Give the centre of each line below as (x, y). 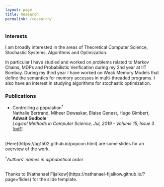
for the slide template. (55, 180)
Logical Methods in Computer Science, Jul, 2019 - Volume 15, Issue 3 (83, 123)
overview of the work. (28, 149)
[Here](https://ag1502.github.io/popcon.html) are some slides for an (75, 143)
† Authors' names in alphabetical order (44, 159)
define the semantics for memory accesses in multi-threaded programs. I (80, 78)
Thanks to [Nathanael (27, 174)
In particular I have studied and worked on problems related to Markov (77, 62)
